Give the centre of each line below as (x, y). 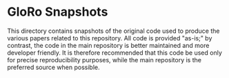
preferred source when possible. (53, 67)
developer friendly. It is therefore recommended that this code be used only (115, 53)
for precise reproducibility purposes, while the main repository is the (104, 60)
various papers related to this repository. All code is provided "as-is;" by (110, 38)
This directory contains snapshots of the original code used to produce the (113, 31)
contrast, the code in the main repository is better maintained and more (108, 45)
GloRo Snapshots (58, 12)
